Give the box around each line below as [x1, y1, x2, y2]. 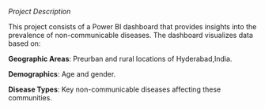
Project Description [8, 7, 71, 16]
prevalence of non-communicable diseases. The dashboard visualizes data [8, 31, 253, 39]
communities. [8, 93, 53, 102]
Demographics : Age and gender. [8, 70, 116, 78]
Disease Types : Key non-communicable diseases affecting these [8, 85, 221, 94]
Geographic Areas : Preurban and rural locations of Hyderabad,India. [8, 54, 233, 63]
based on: [8, 39, 41, 48]
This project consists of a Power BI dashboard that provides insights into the [8, 22, 257, 31]
